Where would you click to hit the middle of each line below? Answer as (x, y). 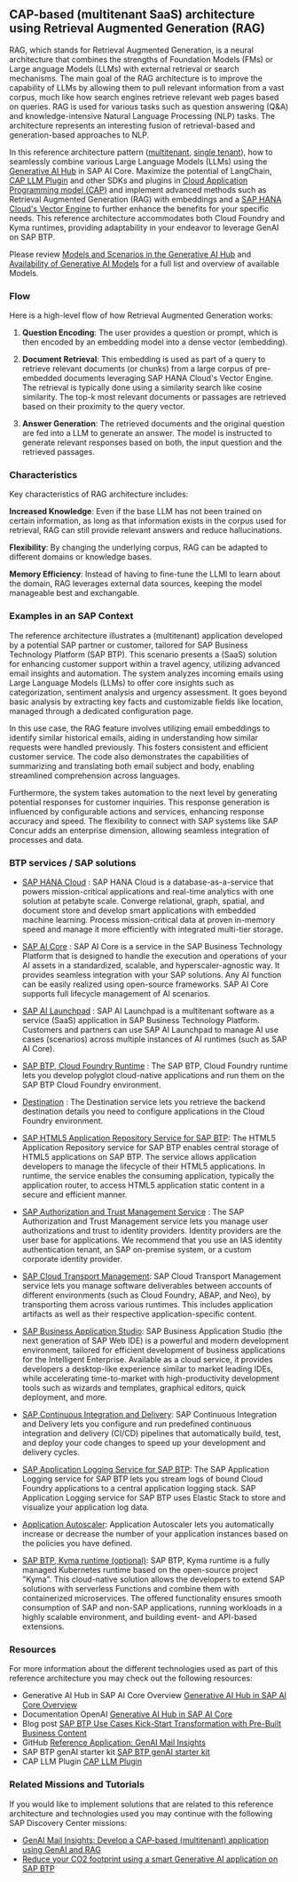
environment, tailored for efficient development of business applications (153, 1350)
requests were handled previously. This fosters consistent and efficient (139, 747)
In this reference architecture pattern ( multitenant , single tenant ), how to (141, 152)
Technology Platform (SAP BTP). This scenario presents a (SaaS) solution (143, 654)
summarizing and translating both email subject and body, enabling (132, 766)
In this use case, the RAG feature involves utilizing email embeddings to (140, 728)
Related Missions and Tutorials (77, 1784)
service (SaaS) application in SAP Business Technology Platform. (141, 1020)
